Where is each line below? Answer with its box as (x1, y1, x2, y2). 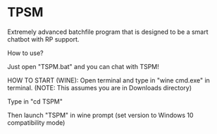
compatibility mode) (7, 118, 66, 127)
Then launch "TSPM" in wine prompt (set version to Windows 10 (7, 111, 194, 119)
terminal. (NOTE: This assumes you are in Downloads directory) (7, 83, 192, 92)
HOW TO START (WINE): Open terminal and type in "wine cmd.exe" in (7, 75, 210, 85)
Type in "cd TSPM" (7, 97, 63, 106)
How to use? (7, 49, 44, 57)
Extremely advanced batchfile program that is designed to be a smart (7, 28, 209, 36)
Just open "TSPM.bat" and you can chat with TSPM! (7, 62, 160, 71)
